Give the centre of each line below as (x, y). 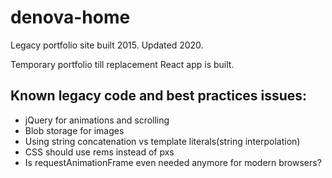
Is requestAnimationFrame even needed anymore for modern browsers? (173, 162)
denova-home (70, 17)
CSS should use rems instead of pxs (99, 152)
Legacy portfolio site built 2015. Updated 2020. (107, 45)
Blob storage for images (74, 130)
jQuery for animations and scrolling (97, 120)
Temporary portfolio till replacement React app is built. (122, 64)
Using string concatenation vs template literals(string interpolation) (162, 141)
